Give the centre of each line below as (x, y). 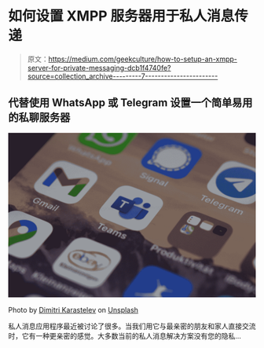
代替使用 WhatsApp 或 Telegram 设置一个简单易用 (130, 103)
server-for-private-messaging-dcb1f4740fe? (99, 68)
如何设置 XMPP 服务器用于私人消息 (121, 16)
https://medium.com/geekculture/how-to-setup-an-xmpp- (143, 59)
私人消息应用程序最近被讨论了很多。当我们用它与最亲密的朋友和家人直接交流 (132, 326)
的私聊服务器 (39, 117)
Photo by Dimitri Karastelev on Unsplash (73, 310)
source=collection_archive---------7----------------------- (123, 76)
